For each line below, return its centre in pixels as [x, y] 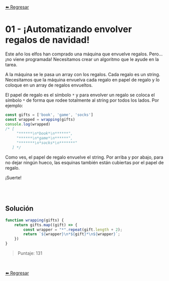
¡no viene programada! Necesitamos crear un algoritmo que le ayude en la [82, 59]
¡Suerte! [13, 177]
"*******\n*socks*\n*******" [47, 143]
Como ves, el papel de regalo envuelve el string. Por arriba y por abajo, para [84, 157]
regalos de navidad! [47, 40]
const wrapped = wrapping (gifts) [40, 119]
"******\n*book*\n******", [45, 133]
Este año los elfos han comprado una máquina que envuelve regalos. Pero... [84, 54]
